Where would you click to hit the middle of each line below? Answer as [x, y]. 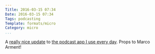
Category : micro [22, 28]
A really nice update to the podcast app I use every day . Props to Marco [78, 42]
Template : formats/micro [30, 23]
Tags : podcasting [23, 19]
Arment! [13, 47]
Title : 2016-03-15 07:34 [30, 10]
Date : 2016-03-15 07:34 [29, 14]
